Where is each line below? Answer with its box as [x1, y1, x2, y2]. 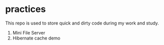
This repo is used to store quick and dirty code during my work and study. [5, 20, 159, 26]
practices [5, 3, 46, 15]
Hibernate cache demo [12, 35, 61, 41]
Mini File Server [12, 29, 45, 35]
